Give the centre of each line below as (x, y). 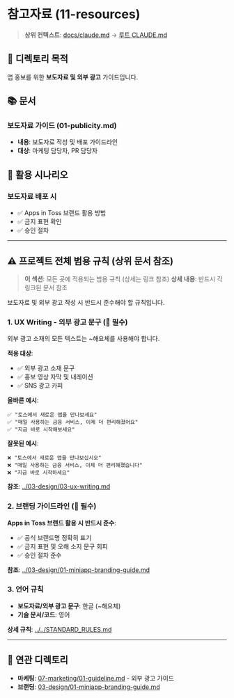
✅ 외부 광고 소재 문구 (46, 368)
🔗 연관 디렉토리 (38, 660)
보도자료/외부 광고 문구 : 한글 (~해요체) (69, 605)
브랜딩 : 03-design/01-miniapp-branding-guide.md (88, 687)
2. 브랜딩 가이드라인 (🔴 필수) (52, 507)
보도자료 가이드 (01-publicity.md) (62, 126)
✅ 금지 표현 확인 (39, 222)
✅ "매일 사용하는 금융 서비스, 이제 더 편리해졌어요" (73, 422)
